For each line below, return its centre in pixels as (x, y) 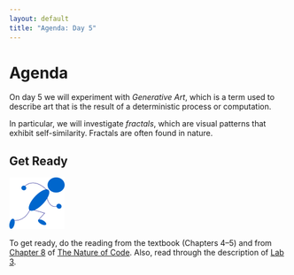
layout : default (39, 19)
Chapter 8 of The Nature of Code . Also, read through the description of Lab (147, 253)
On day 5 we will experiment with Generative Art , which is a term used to (142, 97)
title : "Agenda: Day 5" (53, 28)
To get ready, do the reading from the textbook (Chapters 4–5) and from (141, 243)
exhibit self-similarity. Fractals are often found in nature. (111, 134)
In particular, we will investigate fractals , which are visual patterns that (138, 124)
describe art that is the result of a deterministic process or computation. (140, 107)
